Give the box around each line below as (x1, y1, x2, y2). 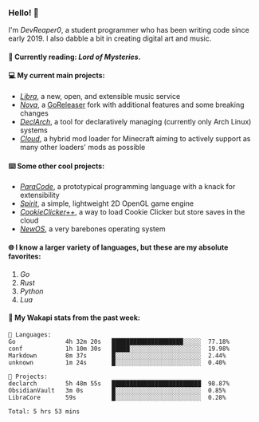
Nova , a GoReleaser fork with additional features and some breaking (19, 100, 245, 110)
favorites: (8, 251, 41, 261)
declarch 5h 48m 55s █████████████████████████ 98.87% (8, 379, 230, 388)
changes (19, 108, 49, 118)
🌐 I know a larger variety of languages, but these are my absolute (8, 243, 229, 252)
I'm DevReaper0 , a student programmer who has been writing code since (8, 26, 249, 35)
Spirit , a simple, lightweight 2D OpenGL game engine (19, 199, 194, 208)
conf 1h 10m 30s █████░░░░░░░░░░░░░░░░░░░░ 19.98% (8, 345, 230, 353)
